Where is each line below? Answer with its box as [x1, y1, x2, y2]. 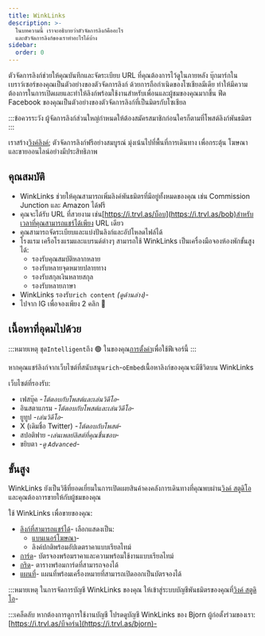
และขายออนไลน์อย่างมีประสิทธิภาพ [8, 146, 98, 156]
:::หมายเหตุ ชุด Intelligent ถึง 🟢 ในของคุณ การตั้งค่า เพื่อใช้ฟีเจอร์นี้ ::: [8, 344, 197, 353]
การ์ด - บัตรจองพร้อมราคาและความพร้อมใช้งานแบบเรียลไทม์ [19, 551, 174, 561]
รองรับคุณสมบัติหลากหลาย [31, 254, 101, 263]
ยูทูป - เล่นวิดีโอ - [19, 412, 64, 422]
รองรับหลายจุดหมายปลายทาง [31, 263, 107, 272]
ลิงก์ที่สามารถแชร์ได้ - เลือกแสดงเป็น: [19, 525, 115, 534]
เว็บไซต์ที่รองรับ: [8, 378, 51, 388]
